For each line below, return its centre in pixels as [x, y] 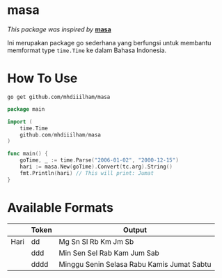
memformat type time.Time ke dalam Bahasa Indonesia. [87, 50]
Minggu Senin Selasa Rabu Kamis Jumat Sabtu [135, 264]
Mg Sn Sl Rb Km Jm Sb [96, 241]
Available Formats [60, 207]
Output [135, 230]
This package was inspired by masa [59, 29]
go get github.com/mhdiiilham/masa [59, 97]
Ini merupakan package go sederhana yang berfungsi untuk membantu [109, 43]
